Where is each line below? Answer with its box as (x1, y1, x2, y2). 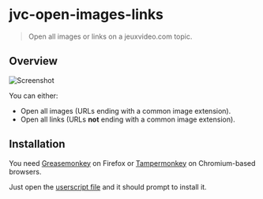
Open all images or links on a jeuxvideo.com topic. (28, 32, 193, 41)
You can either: (9, 91, 58, 100)
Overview (9, 54, 58, 68)
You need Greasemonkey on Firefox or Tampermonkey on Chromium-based (9, 158, 256, 167)
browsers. (9, 167, 42, 176)
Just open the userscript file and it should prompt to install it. (9, 182, 208, 191)
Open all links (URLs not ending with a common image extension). (20, 115, 235, 124)
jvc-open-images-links (9, 6, 164, 24)
